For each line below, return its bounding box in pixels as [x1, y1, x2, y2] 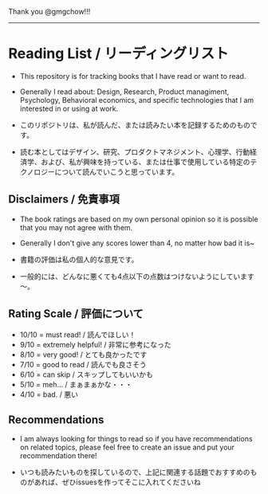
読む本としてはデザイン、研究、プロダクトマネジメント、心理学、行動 [19, 147, 250, 156]
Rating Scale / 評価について [8, 307, 144, 321]
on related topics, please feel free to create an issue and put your [19, 442, 235, 453]
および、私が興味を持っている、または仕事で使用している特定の [41, 157, 250, 167]
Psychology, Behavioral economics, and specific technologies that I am [19, 95, 254, 104]
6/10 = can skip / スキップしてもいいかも [19, 370, 153, 379]
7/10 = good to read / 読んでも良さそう [19, 359, 148, 369]
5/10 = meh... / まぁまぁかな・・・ [19, 379, 133, 389]
